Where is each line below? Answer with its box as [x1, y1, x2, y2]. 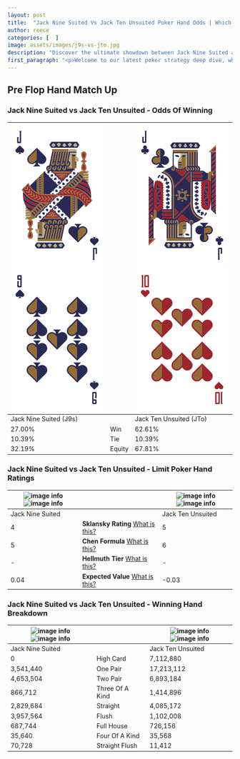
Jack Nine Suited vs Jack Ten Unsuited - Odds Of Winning [7, 106, 213, 116]
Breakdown [7, 608, 48, 618]
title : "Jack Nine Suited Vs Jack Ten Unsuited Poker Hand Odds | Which [7, 19, 232, 26]
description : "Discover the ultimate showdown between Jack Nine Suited [7, 49, 229, 56]
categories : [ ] [7, 34, 59, 41]
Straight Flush [96, 741, 138, 750]
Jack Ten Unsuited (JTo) [134, 415, 207, 423]
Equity [109, 445, 129, 453]
